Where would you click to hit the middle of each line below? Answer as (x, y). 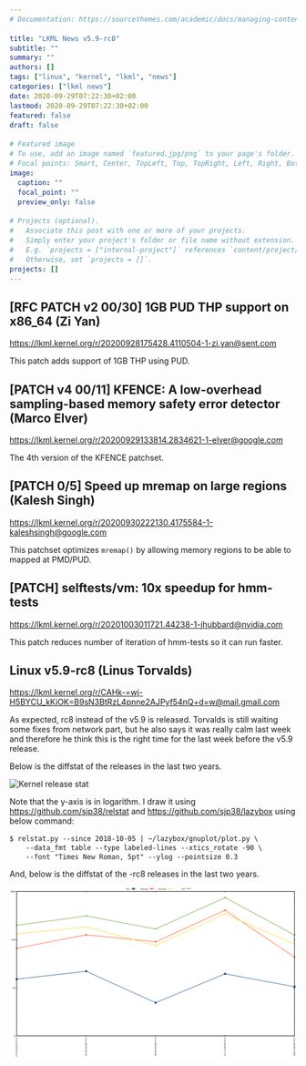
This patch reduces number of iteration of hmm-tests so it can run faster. (147, 641)
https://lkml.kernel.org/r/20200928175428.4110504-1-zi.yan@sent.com (143, 343)
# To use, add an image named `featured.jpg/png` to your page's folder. (153, 154)
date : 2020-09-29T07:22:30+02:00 (73, 96)
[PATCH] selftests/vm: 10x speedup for (122, 588)
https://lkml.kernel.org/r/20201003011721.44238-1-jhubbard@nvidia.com (146, 624)
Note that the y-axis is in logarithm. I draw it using (102, 802)
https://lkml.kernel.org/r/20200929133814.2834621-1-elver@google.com (147, 440)
